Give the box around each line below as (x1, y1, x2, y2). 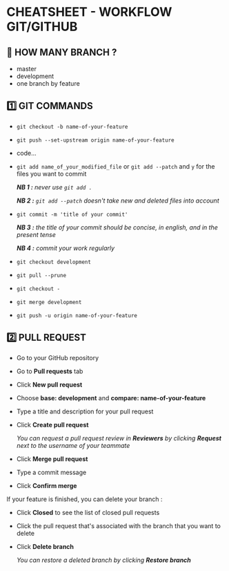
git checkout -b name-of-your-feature (16, 123, 128, 130)
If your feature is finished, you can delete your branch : (6, 495, 163, 503)
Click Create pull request (16, 420, 89, 429)
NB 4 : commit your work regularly (16, 243, 115, 252)
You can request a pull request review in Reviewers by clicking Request (16, 433, 222, 442)
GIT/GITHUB (6, 19, 78, 35)
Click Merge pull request (16, 454, 88, 463)
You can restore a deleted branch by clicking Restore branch (16, 556, 191, 564)
